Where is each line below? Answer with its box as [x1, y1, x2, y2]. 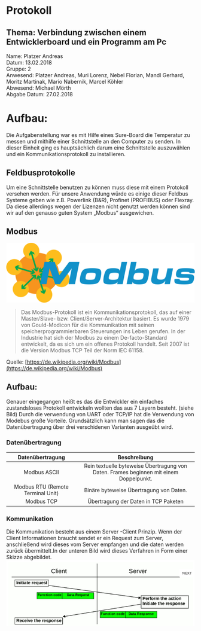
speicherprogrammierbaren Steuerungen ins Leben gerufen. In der [20, 328, 185, 335]
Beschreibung [117, 453, 154, 461]
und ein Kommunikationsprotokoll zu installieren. [6, 150, 126, 157]
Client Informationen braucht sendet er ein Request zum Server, [6, 535, 163, 542]
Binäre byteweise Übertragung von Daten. [84, 486, 187, 493]
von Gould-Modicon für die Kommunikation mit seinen [20, 321, 154, 329]
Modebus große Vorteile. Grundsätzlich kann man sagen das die [6, 417, 165, 424]
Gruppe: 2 [6, 65, 31, 72]
